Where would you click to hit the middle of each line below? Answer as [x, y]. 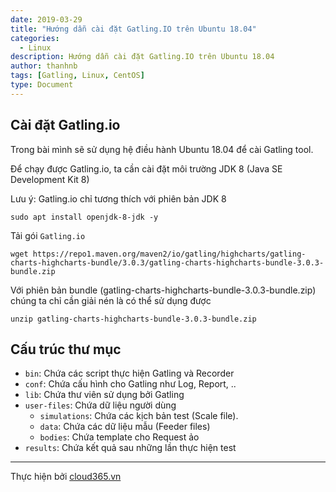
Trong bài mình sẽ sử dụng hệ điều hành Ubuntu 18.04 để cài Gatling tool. [162, 149]
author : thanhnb [44, 66]
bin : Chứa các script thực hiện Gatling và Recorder [129, 373]
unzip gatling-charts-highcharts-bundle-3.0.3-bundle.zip [133, 319]
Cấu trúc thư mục [66, 349]
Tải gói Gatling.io [48, 235]
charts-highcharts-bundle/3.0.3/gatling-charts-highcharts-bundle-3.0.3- [167, 262]
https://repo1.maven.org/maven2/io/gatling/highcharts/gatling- [169, 254]
